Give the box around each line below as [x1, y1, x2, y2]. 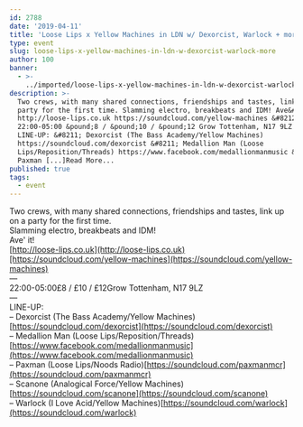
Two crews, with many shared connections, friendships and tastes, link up [9, 206, 285, 217]
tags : [9, 172, 30, 181]
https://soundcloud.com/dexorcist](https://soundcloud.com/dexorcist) [12, 321, 273, 332]
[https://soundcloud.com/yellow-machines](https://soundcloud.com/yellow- [9, 254, 293, 265]
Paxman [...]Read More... [17, 155, 115, 165]
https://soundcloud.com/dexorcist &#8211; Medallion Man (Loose [17, 139, 264, 148]
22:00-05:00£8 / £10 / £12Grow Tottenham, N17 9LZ [9, 283, 204, 293]
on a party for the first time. [9, 216, 112, 227]
